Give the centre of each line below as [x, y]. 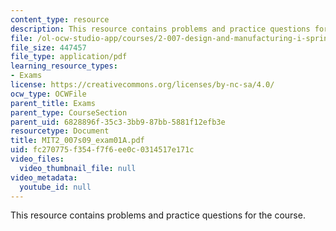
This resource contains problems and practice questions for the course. [158, 215]
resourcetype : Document [60, 131]
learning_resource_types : [64, 66]
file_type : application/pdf [69, 57]
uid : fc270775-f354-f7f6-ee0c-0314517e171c [102, 150]
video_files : [37, 159]
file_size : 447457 [48, 47]
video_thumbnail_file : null [78, 168]
